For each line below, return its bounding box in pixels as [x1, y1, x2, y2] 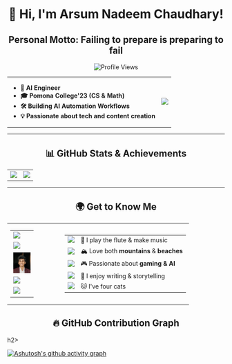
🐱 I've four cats [80, 282, 126, 291]
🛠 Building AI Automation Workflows [20, 102, 130, 110]
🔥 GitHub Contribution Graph [52, 318, 180, 329]
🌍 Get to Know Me [75, 201, 157, 212]
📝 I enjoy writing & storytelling [80, 272, 166, 280]
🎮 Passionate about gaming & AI [80, 259, 175, 267]
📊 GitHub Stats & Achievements [45, 147, 187, 159]
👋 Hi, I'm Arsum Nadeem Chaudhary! [8, 6, 224, 22]
